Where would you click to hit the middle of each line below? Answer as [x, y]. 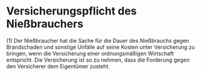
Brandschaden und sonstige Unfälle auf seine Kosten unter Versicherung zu [101, 47]
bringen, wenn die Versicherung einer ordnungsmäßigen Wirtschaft [90, 53]
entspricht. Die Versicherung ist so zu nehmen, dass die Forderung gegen [98, 60]
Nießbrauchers [45, 24]
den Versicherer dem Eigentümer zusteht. [58, 66]
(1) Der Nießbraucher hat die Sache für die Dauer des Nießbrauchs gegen [98, 40]
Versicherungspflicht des [72, 11]
